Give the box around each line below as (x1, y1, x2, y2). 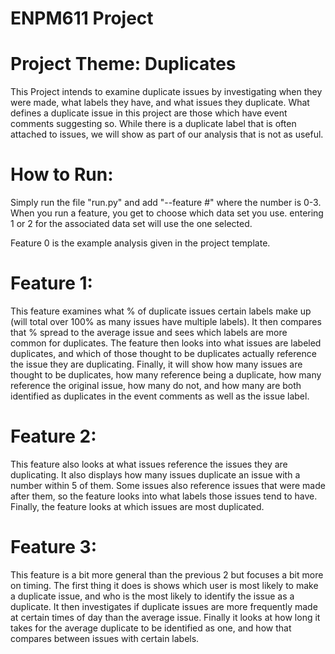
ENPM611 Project (10, 7, 154, 30)
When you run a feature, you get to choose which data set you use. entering (10, 207, 324, 219)
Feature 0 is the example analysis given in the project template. (10, 237, 271, 249)
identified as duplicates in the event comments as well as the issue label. (10, 390, 310, 402)
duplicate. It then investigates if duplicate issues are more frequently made (10, 600, 318, 612)
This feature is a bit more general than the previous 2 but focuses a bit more (10, 568, 324, 581)
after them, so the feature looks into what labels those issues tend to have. (10, 490, 318, 502)
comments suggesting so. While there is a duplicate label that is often (10, 118, 297, 130)
